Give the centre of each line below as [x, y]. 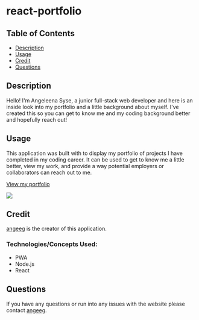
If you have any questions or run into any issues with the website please [96, 304]
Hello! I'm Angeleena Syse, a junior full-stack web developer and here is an [99, 100]
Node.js [25, 264]
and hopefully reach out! [37, 119]
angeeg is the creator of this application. [57, 229]
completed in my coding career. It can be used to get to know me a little [95, 159]
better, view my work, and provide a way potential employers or [85, 166]
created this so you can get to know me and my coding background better [98, 113]
